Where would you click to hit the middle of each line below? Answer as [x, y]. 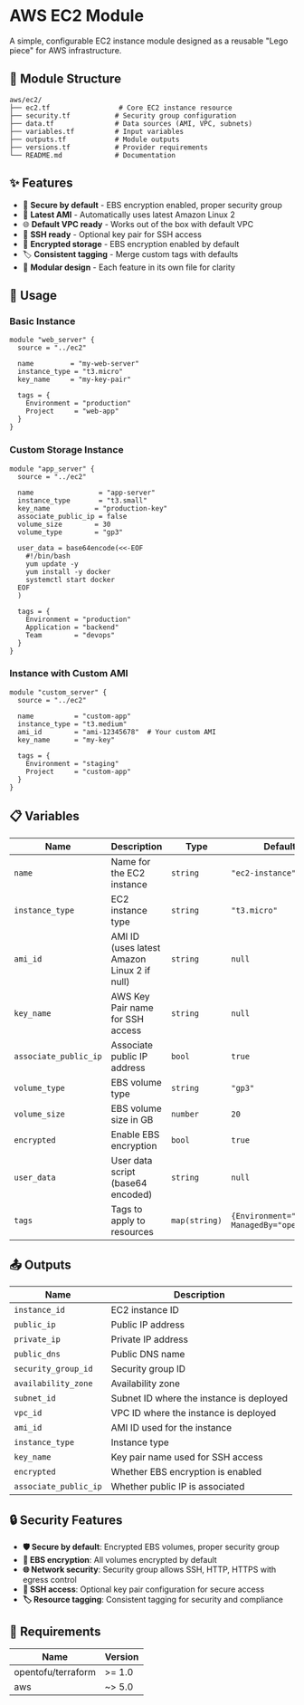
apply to [128, 1221]
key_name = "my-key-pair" [74, 380]
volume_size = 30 [64, 524]
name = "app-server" [86, 493]
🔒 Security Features [66, 1520]
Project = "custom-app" [78, 771]
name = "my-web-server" [79, 364]
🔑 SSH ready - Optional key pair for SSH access [112, 234]
